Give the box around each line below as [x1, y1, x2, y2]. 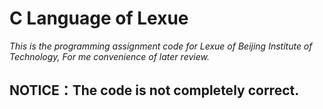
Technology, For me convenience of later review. [9, 50, 210, 62]
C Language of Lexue [9, 7, 189, 30]
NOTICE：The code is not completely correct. [9, 82, 300, 99]
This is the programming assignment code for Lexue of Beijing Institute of [9, 40, 313, 52]
